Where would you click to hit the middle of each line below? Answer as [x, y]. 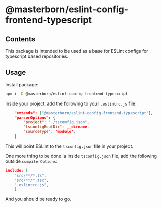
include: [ [17, 170]
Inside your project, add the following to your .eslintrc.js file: [71, 103]
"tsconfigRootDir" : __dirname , [57, 127]
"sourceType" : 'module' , [50, 132]
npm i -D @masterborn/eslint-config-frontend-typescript [67, 94]
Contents [20, 39]
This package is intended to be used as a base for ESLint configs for [77, 51]
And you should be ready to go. [38, 199]
